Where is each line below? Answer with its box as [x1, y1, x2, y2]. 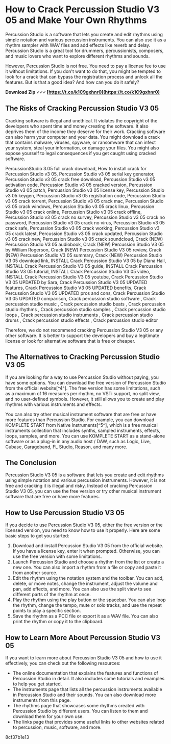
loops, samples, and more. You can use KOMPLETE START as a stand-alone [5, 432, 165, 439]
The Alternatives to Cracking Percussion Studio [5, 353, 160, 362]
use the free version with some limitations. [12, 553, 102, 559]
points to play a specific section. [12, 608, 81, 614]
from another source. [12, 570, 58, 576]
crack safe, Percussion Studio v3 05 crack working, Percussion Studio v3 [5, 225, 160, 231]
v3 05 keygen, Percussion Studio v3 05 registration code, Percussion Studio [5, 192, 166, 198]
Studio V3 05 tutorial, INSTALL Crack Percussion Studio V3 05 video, [5, 268, 151, 274]
